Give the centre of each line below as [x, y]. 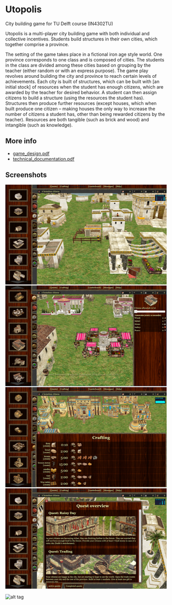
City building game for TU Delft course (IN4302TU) [59, 24]
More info [21, 141]
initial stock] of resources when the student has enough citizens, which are [84, 87]
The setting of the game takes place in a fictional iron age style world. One [84, 54]
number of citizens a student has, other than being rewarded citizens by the [85, 114]
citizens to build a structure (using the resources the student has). [75, 98]
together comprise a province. [37, 44]
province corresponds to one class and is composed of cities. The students [85, 59]
